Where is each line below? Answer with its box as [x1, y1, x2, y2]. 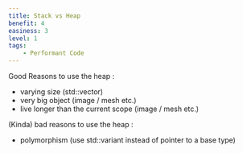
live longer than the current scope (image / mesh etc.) [19, 104, 200, 114]
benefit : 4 [8, 19, 45, 27]
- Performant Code [23, 49, 84, 57]
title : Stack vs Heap [8, 11, 81, 20]
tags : [8, 42, 27, 50]
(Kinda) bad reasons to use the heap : [8, 120, 134, 129]
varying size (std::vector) [19, 87, 103, 97]
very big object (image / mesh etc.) [19, 96, 137, 105]
